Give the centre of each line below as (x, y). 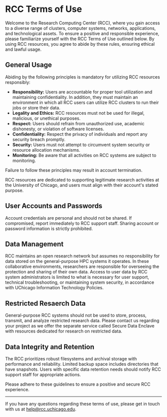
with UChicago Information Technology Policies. (54, 288)
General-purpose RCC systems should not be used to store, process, (76, 315)
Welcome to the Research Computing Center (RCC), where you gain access (83, 23)
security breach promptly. (39, 139)
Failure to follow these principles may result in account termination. (74, 170)
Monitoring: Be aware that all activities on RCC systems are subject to (84, 155)
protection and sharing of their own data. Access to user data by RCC (76, 272)
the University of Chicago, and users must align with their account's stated (82, 185)
